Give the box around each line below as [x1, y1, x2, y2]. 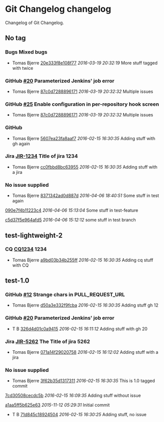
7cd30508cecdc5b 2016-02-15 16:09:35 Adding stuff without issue [5, 393, 141, 398]
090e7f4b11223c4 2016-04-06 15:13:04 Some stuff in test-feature [5, 207, 138, 213]
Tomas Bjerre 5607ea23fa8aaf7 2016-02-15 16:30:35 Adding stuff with [12, 135, 156, 141]
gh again [12, 141, 30, 146]
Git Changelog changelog [5, 3, 111, 15]
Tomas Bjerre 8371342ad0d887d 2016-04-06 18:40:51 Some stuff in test [12, 193, 160, 198]
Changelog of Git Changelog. [5, 20, 64, 26]
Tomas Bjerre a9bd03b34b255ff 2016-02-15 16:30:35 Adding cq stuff [12, 257, 154, 263]
